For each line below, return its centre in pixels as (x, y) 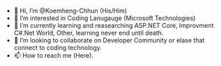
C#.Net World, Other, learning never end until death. (89, 33)
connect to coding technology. (58, 48)
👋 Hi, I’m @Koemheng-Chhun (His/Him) (70, 11)
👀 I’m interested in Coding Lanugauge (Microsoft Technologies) (105, 18)
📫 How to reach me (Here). (54, 55)
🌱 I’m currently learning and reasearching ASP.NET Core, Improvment (114, 25)
